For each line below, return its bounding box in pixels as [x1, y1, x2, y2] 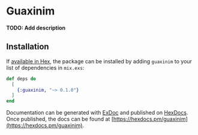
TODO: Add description [6, 24, 66, 31]
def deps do [6, 75, 36, 82]
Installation [6, 42, 49, 52]
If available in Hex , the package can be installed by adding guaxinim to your [6, 57, 192, 64]
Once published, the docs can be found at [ [6, 116, 114, 123]
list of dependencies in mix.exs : [6, 64, 85, 71]
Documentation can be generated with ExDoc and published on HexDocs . [6, 109, 188, 116]
